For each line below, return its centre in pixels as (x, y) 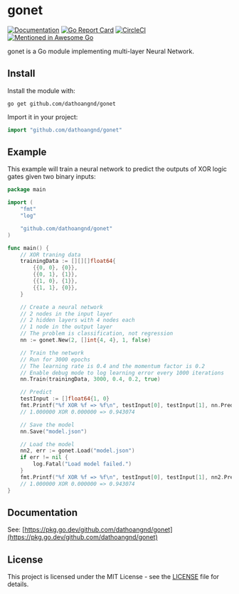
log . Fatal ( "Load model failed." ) (83, 464)
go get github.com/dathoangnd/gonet (62, 104)
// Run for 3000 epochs (55, 360)
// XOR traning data (51, 254)
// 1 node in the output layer (67, 327)
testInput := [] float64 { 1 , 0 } (65, 399)
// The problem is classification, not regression (97, 334)
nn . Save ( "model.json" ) (54, 431)
